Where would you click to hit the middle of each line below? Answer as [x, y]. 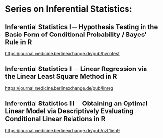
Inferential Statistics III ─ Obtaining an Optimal [76, 104]
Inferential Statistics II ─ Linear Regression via [76, 69]
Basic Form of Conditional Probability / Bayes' [76, 34]
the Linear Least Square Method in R [61, 77]
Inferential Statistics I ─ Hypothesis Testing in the [81, 27]
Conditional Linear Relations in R [55, 119]
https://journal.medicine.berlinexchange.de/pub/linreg [59, 88]
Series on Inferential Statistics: [69, 9]
